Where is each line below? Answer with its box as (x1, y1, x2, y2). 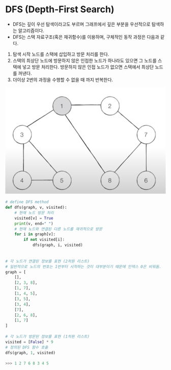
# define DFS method (5, 200, 49, 205)
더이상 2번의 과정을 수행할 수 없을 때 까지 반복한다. (12, 77, 113, 83)
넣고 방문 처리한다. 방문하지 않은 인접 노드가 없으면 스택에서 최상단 (22, 64, 154, 70)
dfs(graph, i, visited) (32, 242, 83, 248)
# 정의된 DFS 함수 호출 (5, 344, 48, 350)
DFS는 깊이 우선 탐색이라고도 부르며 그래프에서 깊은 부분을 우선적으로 (12, 21, 151, 27)
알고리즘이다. (18, 27, 44, 34)
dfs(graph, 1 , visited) (5, 350, 56, 355)
